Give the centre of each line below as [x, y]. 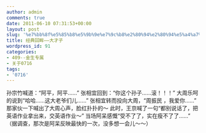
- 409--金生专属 [25, 58]
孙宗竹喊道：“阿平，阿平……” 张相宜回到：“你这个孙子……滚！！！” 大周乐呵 [102, 93]
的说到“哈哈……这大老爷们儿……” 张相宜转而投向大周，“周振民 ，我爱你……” [101, 101]
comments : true [26, 18]
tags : [13, 69]
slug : [13, 35]
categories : [21, 52]
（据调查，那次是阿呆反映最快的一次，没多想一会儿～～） [79, 124]
